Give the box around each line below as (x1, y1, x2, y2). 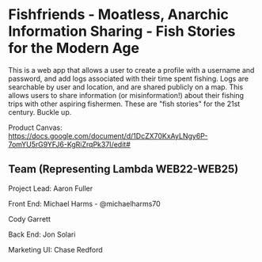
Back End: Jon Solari (8, 230, 76, 239)
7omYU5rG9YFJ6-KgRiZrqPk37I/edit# (8, 139, 131, 149)
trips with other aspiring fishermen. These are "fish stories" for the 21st (8, 99, 241, 108)
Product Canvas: (8, 123, 63, 132)
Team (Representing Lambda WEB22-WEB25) (8, 162, 239, 176)
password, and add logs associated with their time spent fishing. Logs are (8, 74, 249, 83)
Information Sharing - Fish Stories (8, 22, 236, 40)
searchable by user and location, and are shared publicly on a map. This (8, 82, 244, 92)
